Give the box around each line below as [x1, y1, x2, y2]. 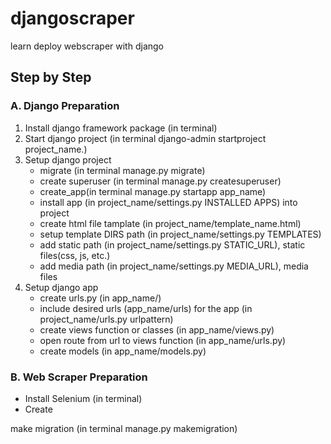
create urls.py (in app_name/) [39, 292, 162, 304]
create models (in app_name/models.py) [39, 345, 207, 357]
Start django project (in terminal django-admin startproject [24, 132, 267, 144]
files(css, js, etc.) [39, 249, 111, 261]
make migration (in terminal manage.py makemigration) [10, 422, 238, 434]
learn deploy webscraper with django [10, 40, 164, 52]
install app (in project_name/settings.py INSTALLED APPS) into [39, 196, 298, 208]
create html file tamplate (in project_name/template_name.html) [39, 217, 302, 229]
